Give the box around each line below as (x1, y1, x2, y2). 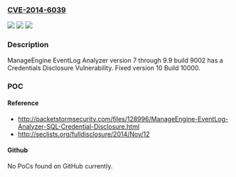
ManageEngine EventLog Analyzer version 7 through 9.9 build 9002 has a (7, 55, 224, 65)
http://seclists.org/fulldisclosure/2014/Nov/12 (17, 129, 151, 138)
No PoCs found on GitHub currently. (7, 161, 113, 170)
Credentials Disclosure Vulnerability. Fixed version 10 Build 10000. (7, 63, 201, 72)
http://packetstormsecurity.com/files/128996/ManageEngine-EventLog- (17, 114, 229, 123)
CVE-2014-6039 (7, 5, 66, 15)
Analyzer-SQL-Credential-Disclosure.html (17, 122, 140, 131)
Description (7, 40, 49, 50)
